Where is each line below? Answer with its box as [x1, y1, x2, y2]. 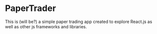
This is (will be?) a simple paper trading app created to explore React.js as [5, 19, 152, 24]
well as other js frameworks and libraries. [5, 23, 87, 29]
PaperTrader [5, 3, 57, 14]
